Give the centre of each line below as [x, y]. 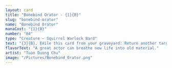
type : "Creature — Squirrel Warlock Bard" [51, 39]
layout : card [19, 10]
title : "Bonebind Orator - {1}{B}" [43, 15]
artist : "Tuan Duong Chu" [33, 53]
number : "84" [19, 34]
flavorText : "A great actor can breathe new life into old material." [82, 48]
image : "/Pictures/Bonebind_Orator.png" [49, 58]
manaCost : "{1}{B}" [26, 29]
